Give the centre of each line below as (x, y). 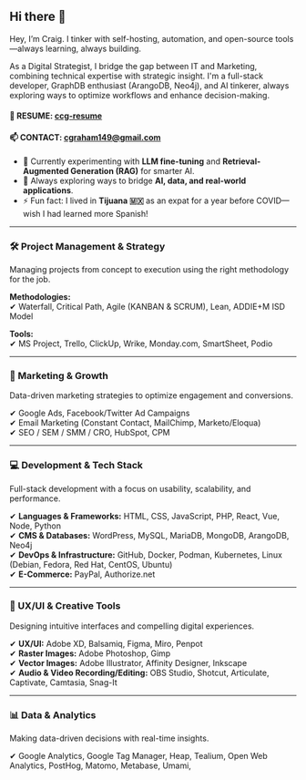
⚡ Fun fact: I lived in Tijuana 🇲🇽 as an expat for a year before (138, 200)
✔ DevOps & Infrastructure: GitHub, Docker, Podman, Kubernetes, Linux (146, 554)
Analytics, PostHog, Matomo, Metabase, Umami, (100, 765)
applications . (48, 190)
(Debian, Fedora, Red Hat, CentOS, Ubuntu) (91, 564)
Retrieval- (242, 161)
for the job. (30, 279)
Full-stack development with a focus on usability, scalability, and (130, 488)
